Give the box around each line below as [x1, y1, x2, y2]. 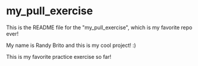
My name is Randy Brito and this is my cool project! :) [6, 42, 136, 49]
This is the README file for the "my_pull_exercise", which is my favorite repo [6, 24, 193, 31]
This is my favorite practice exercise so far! [6, 53, 111, 60]
